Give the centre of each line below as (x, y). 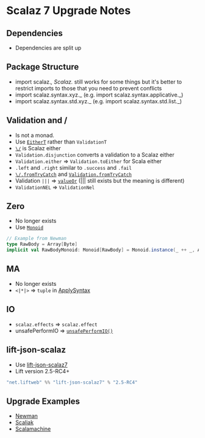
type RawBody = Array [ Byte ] (42, 244)
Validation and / (37, 121)
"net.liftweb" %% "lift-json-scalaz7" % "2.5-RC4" (72, 382)
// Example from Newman (37, 239)
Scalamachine (33, 429)
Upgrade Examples (43, 401)
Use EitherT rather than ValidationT (61, 142)
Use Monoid (29, 227)
